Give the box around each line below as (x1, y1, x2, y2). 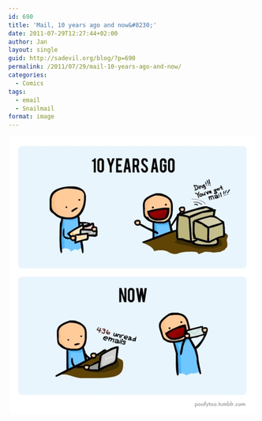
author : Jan (8, 38, 47, 46)
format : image (8, 113, 55, 121)
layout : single (8, 46, 58, 55)
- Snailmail (15, 104, 55, 112)
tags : (8, 88, 26, 96)
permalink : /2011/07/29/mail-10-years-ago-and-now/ (8, 63, 182, 71)
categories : (8, 71, 47, 79)
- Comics (15, 79, 44, 87)
